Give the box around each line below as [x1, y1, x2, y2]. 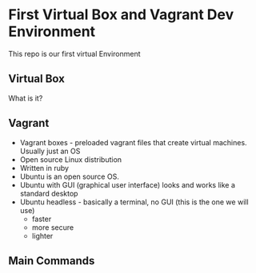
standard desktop [19, 188, 78, 198]
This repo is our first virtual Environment [8, 49, 142, 58]
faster [31, 214, 52, 224]
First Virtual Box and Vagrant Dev [8, 6, 234, 24]
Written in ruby [19, 163, 70, 172]
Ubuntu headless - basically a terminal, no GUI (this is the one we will [19, 197, 250, 207]
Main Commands [8, 254, 95, 267]
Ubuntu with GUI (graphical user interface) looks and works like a [19, 180, 236, 189]
